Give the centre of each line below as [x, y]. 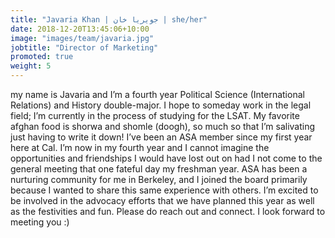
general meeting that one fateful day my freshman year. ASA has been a [159, 169]
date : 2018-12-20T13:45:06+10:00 [80, 29]
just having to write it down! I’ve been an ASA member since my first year [161, 137]
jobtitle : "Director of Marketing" [84, 47]
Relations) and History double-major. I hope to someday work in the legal [161, 105]
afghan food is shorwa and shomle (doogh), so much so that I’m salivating [163, 126]
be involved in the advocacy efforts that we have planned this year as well [162, 200]
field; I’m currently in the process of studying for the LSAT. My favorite [155, 115]
